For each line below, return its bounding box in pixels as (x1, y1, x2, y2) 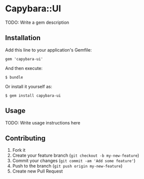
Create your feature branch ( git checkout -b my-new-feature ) (12, 152, 140, 159)
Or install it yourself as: (5, 83, 52, 89)
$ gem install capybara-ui (5, 93, 61, 98)
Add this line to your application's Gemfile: (5, 47, 92, 53)
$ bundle (5, 75, 23, 80)
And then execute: (5, 65, 43, 71)
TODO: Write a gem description (5, 19, 70, 25)
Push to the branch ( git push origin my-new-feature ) (12, 163, 123, 169)
